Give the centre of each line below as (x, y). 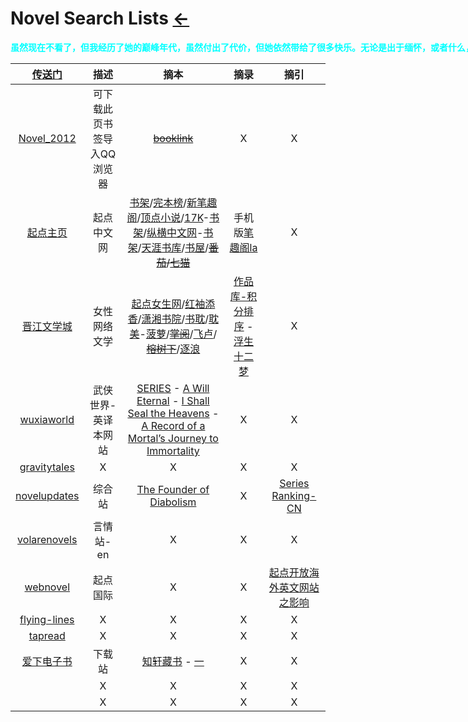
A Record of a (173, 425)
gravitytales (47, 467)
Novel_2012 (47, 138)
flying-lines (47, 619)
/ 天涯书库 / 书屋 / (173, 247)
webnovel (47, 587)
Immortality (173, 450)
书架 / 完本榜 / (158, 202)
